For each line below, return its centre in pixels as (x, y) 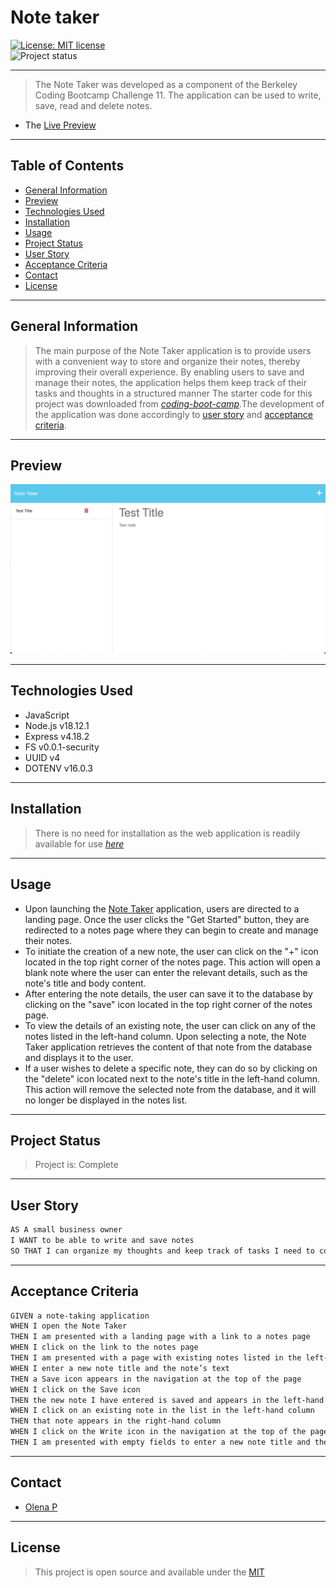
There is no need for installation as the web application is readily (167, 833)
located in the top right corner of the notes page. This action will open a (172, 962)
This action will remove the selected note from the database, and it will (170, 1089)
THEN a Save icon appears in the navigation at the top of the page (156, 1379)
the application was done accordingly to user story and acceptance (174, 414)
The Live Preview (60, 125)
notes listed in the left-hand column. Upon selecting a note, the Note (165, 1036)
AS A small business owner (66, 1230)
